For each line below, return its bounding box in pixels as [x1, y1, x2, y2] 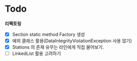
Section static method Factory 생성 [12, 31, 85, 37]
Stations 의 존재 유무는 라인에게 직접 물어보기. [12, 44, 104, 50]
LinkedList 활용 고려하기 [12, 50, 61, 56]
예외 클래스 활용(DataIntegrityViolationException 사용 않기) [12, 38, 132, 44]
